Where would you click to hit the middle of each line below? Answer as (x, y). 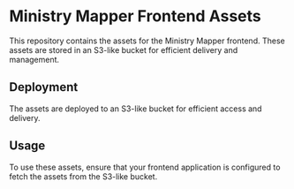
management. (34, 59)
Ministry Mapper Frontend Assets (136, 16)
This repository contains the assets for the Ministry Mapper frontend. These (147, 41)
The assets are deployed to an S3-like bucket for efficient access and (136, 109)
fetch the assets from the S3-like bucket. (83, 176)
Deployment (44, 87)
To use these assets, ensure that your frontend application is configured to (145, 167)
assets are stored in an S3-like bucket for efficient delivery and (124, 49)
